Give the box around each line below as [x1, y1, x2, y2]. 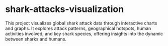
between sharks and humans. [5, 36, 67, 42]
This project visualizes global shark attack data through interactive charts [5, 20, 157, 26]
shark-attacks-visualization [5, 3, 124, 15]
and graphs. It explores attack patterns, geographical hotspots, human [5, 25, 151, 31]
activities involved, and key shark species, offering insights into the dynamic [5, 30, 163, 36]
